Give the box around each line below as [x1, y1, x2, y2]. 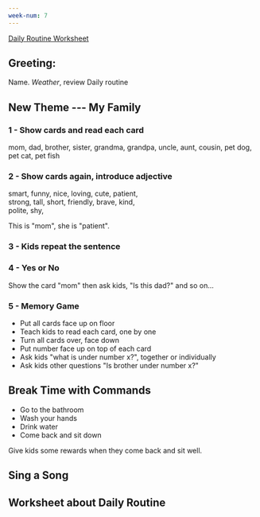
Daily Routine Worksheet [8, 33, 89, 43]
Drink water [19, 422, 58, 431]
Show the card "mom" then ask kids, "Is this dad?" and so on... [8, 280, 215, 290]
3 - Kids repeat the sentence [8, 241, 121, 252]
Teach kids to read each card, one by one [19, 327, 157, 336]
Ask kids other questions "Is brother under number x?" [19, 360, 199, 370]
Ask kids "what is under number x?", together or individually [19, 352, 216, 362]
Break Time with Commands [8, 383, 151, 398]
